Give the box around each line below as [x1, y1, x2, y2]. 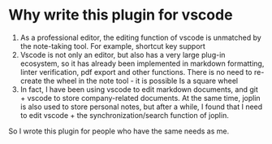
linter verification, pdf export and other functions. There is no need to [19, 67, 253, 76]
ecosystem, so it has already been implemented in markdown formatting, [19, 59, 265, 68]
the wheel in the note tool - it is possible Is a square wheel [43, 76, 238, 85]
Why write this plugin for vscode [8, 6, 233, 24]
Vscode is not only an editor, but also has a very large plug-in [19, 50, 226, 59]
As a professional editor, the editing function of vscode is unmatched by [19, 33, 261, 42]
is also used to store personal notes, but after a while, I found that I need [19, 102, 263, 111]
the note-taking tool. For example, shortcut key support [19, 41, 205, 50]
